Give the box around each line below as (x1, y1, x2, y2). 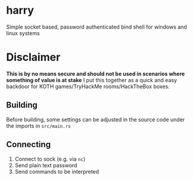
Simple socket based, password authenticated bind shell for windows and (6, 23, 188, 30)
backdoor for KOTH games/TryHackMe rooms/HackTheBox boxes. (6, 83, 170, 90)
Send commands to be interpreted (14, 168, 99, 175)
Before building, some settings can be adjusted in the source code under (6, 116, 185, 123)
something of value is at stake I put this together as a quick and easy (6, 76, 178, 83)
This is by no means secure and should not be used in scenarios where (6, 70, 185, 77)
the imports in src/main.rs (6, 122, 71, 129)
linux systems (6, 29, 40, 36)
